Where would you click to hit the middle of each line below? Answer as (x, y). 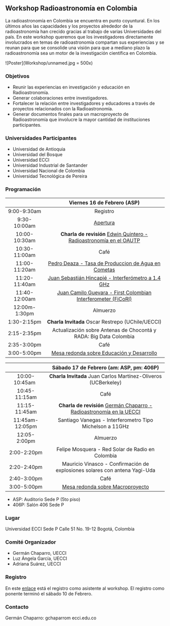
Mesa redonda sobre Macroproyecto (105, 487)
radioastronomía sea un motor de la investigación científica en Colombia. (81, 53)
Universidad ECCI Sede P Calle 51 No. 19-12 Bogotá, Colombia (70, 529)
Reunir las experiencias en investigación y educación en (71, 87)
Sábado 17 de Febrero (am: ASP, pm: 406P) (106, 367)
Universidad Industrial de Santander (50, 165)
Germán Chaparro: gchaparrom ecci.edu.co (51, 618)
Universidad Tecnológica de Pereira (50, 176)
